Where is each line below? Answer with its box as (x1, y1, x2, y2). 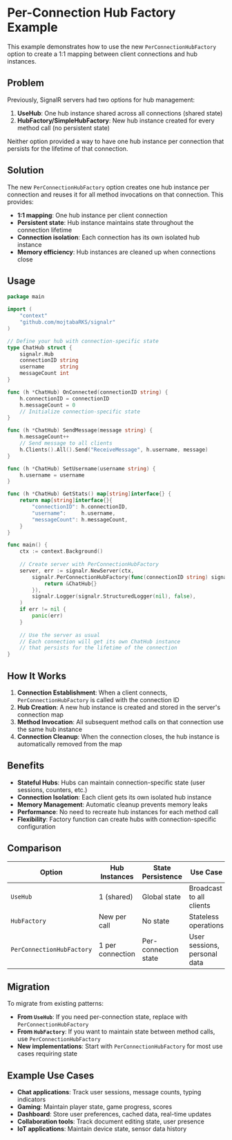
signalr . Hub (19, 351, 54, 358)
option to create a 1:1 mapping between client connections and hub (7, 50, 198, 58)
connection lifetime (17, 226, 72, 234)
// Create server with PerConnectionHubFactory (19, 561, 159, 568)
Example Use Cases (7, 1069, 95, 1081)
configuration (17, 822, 56, 831)
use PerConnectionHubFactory (17, 1035, 101, 1043)
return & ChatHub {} (43, 580, 97, 587)
